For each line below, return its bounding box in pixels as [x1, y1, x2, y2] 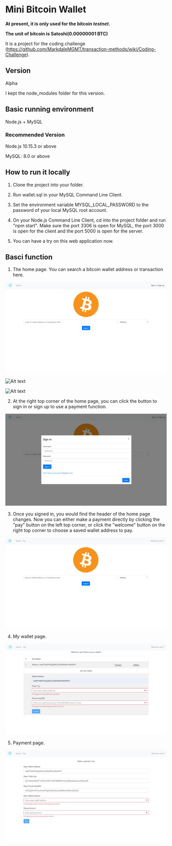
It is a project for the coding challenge [5, 40, 85, 47]
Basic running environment [5, 105, 94, 114]
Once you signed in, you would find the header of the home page [12, 511, 150, 517]
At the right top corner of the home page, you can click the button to [12, 398, 157, 404]
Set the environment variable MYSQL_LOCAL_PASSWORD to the [12, 202, 149, 208]
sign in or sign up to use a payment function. [12, 404, 107, 410]
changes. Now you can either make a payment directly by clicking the [12, 516, 160, 523]
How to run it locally [5, 168, 71, 177]
